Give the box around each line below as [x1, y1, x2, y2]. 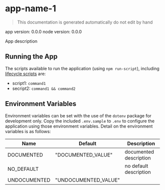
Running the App [5, 53, 58, 61]
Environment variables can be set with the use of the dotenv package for [5, 112, 152, 118]
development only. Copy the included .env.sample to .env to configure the [5, 118, 155, 124]
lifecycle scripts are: [5, 71, 46, 77]
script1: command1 [12, 80, 46, 86]
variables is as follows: [5, 128, 51, 134]
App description [5, 38, 38, 44]
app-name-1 [5, 3, 56, 14]
